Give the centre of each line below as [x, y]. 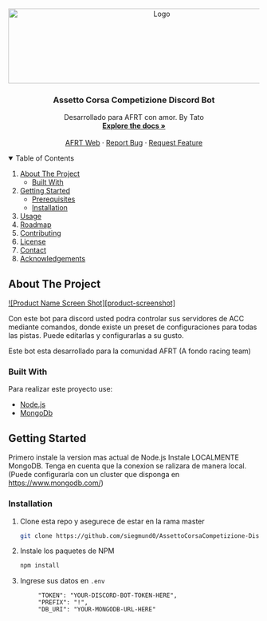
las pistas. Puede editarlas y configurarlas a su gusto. [96, 336]
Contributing [40, 233]
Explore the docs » [134, 126]
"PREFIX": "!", [63, 603]
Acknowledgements [53, 259]
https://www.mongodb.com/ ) [56, 483]
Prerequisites [53, 199]
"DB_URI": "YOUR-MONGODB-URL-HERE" [97, 610]
